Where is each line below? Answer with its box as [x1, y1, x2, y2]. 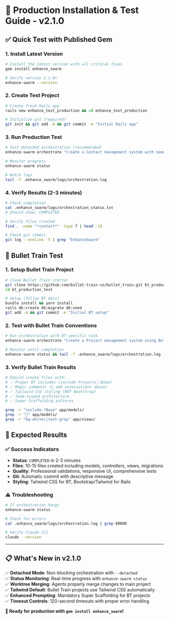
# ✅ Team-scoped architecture [5, 394, 69, 399]
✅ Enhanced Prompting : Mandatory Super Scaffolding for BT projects [5, 592, 150, 598]
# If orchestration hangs [5, 502, 59, 507]
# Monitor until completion [5, 347, 64, 352]
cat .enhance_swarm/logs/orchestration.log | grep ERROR [5, 521, 127, 526]
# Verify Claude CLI [5, 530, 49, 535]
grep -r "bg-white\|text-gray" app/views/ [5, 417, 96, 422]
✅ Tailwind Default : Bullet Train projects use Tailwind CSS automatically [5, 586, 155, 592]
